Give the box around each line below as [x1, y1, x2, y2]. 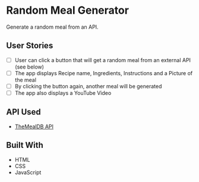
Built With [6, 140, 43, 150]
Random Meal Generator [6, 4, 129, 17]
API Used [6, 107, 42, 117]
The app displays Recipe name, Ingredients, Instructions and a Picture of [14, 69, 193, 76]
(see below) [14, 63, 45, 70]
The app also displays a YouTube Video [14, 89, 112, 96]
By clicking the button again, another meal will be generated [14, 82, 162, 90]
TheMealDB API [14, 123, 54, 130]
